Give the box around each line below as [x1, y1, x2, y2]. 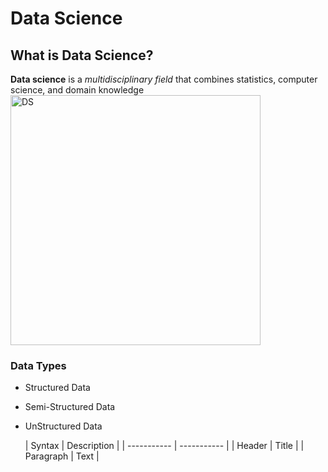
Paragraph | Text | [24, 450, 100, 462]
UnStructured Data [24, 420, 103, 432]
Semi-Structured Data [24, 401, 116, 413]
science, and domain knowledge [10, 84, 145, 96]
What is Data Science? [10, 47, 154, 64]
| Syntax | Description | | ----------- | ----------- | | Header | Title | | [24, 440, 305, 452]
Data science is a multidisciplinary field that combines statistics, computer [10, 73, 318, 85]
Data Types [10, 358, 67, 372]
